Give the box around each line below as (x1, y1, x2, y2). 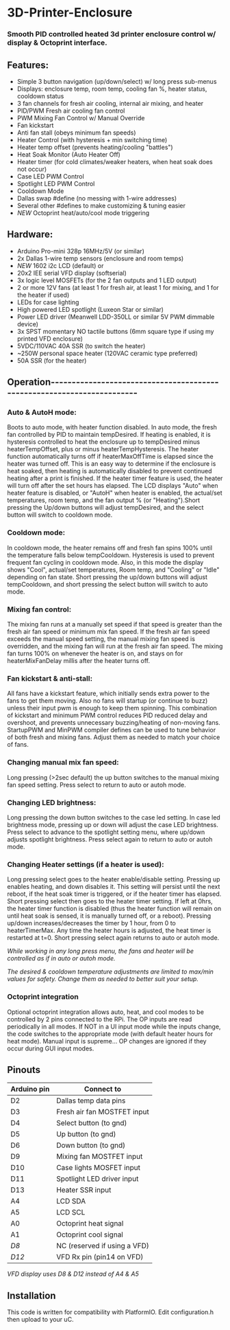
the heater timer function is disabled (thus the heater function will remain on (7, 905, 221, 913)
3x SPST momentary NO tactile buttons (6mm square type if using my (16, 327, 214, 335)
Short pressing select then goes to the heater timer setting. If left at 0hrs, (7, 897, 214, 905)
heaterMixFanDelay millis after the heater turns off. (7, 657, 151, 665)
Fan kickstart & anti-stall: (7, 673, 93, 683)
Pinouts (7, 1063, 41, 1076)
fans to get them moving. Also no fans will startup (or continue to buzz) (7, 697, 208, 705)
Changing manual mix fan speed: (7, 758, 119, 767)
